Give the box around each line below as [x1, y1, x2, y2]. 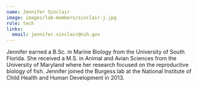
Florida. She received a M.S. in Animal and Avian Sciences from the [6, 55, 177, 62]
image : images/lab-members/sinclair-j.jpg [6, 15, 117, 21]
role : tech [6, 20, 34, 26]
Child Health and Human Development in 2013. [6, 74, 125, 82]
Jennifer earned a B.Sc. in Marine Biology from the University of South [6, 48, 185, 55]
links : [6, 26, 23, 32]
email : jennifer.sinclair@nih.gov [12, 32, 100, 38]
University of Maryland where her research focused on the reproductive [6, 61, 189, 69]
